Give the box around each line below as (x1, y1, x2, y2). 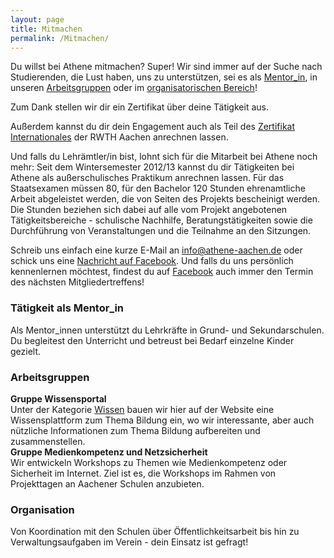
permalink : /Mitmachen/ (10, 33, 110, 43)
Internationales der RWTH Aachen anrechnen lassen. (10, 131, 229, 143)
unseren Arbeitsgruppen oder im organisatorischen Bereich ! (10, 82, 258, 94)
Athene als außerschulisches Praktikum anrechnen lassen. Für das (10, 172, 285, 184)
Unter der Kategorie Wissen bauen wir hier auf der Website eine (10, 403, 275, 415)
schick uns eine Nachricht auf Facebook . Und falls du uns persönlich (10, 255, 294, 267)
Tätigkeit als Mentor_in (10, 301, 125, 315)
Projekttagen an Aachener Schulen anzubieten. (10, 477, 205, 490)
